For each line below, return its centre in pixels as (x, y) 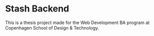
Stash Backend (37, 9)
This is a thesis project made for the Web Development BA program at (78, 22)
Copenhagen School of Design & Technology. (52, 27)
